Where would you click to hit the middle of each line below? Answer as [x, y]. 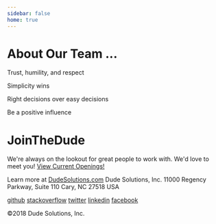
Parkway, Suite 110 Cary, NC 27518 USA [63, 187]
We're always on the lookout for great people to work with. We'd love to [108, 159]
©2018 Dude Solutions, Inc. [46, 214]
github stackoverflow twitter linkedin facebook [73, 200]
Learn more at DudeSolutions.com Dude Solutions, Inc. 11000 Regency [107, 179]
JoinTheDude [46, 140]
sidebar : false [29, 13]
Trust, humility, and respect [46, 73]
